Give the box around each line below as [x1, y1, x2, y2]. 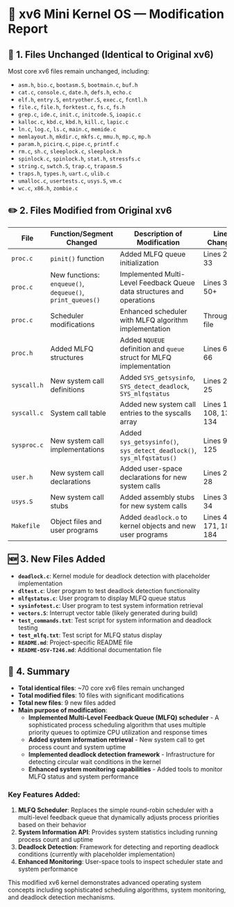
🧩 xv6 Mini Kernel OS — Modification [8, 6, 224, 22]
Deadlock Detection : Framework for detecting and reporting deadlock [17, 842, 219, 851]
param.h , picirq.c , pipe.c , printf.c [17, 140, 119, 148]
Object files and [50, 517, 102, 526]
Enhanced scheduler [119, 306, 187, 316]
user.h [11, 473, 33, 481]
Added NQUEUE [119, 335, 165, 344]
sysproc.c [11, 441, 44, 449]
